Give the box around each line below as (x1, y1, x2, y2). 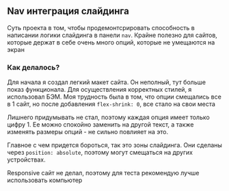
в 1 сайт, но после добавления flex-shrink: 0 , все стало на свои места (7, 100, 215, 108)
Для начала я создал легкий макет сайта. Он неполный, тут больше (7, 78, 206, 86)
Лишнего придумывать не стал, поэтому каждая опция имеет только (7, 113, 210, 122)
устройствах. (7, 155, 46, 164)
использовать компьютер (7, 176, 83, 184)
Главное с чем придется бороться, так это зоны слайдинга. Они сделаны (7, 141, 222, 149)
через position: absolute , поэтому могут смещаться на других (7, 149, 193, 157)
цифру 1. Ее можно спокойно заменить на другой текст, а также (7, 120, 194, 129)
